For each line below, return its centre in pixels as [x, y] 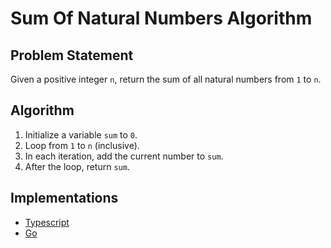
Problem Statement [72, 55]
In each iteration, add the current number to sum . [124, 156]
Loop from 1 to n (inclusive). [82, 145]
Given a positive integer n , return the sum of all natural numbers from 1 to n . [166, 79]
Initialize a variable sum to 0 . [81, 134]
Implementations [64, 198]
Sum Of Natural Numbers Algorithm [161, 18]
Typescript [47, 222]
